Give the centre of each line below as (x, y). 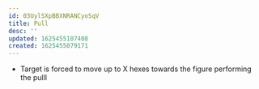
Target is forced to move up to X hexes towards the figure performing (136, 69)
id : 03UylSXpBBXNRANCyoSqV (54, 16)
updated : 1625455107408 (49, 38)
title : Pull (28, 23)
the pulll (33, 78)
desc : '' (23, 31)
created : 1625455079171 (49, 46)
